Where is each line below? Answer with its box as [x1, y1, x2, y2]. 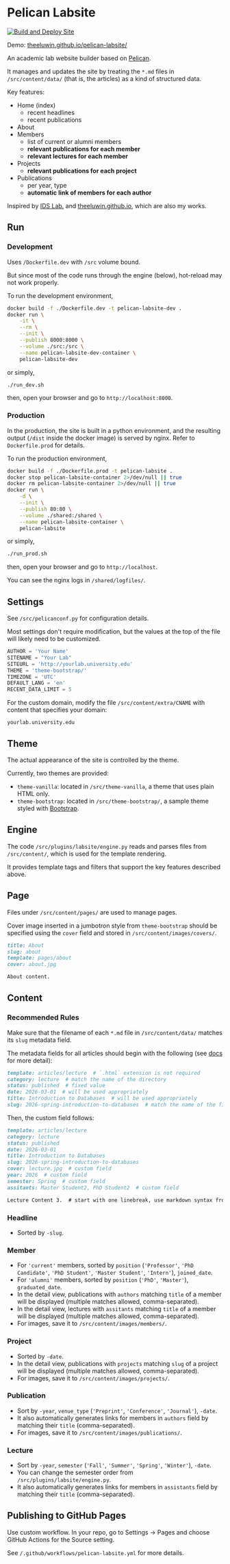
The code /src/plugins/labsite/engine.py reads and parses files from [7, 842, 207, 850]
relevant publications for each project [27, 166, 137, 175]
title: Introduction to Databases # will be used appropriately [7, 1095, 197, 1102]
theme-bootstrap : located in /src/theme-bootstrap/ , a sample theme [16, 797, 209, 806]
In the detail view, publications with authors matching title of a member [16, 1290, 222, 1299]
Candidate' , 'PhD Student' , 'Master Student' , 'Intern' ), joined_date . [16, 1269, 214, 1277]
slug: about [7, 948, 41, 955]
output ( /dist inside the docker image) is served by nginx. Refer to [7, 434, 195, 442]
